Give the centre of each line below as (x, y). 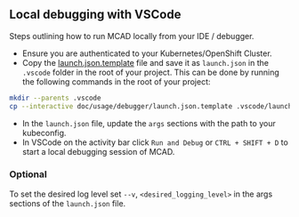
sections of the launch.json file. (68, 203)
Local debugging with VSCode (95, 15)
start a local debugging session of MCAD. (98, 151)
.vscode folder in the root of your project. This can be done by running (151, 72)
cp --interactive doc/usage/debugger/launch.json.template (121, 106)
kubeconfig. (44, 133)
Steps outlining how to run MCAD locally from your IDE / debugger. (132, 36)
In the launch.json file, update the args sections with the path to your (149, 123)
